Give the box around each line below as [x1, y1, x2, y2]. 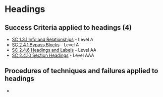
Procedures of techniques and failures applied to [4, 67, 159, 75]
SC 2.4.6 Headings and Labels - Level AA [11, 47, 97, 53]
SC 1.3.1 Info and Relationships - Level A [11, 36, 94, 42]
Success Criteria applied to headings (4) [4, 23, 132, 32]
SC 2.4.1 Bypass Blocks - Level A [11, 42, 79, 48]
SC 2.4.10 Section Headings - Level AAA [11, 52, 95, 58]
